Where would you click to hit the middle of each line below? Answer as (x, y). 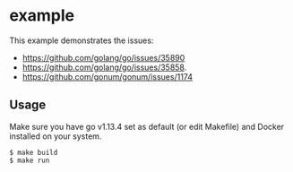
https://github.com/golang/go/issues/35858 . (104, 67)
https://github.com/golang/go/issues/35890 (103, 57)
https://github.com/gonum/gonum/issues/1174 (108, 76)
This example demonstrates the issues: (82, 40)
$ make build (34, 152)
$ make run (30, 160)
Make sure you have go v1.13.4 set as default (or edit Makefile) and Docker (147, 126)
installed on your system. (56, 136)
